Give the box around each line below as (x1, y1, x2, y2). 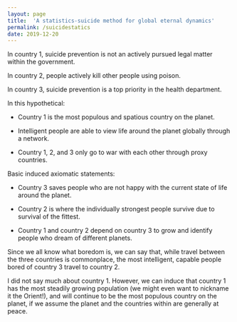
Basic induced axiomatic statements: (7, 169, 115, 178)
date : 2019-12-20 (7, 30, 59, 38)
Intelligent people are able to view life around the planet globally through (17, 126, 231, 136)
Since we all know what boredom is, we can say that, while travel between (7, 248, 226, 256)
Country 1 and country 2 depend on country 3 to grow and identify (17, 226, 213, 235)
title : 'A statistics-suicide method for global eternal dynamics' (7, 17, 215, 24)
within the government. (7, 58, 75, 66)
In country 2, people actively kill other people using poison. (7, 71, 181, 80)
